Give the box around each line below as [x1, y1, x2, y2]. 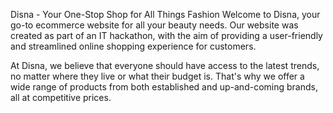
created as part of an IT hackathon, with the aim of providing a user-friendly [10, 30, 323, 41]
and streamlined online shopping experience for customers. [10, 40, 257, 52]
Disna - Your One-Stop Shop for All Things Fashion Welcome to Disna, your [10, 9, 321, 20]
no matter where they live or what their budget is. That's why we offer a [10, 70, 305, 82]
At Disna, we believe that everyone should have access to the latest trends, [10, 60, 320, 71]
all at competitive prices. [10, 92, 112, 103]
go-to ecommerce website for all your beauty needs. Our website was [10, 19, 299, 31]
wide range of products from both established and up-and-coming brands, [10, 81, 318, 93]
